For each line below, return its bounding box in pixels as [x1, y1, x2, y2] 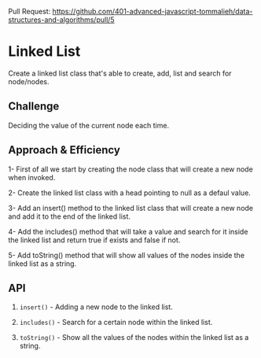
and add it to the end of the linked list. [8, 212, 131, 221]
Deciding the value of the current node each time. [8, 120, 170, 130]
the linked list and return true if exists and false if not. [8, 235, 181, 245]
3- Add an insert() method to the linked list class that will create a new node [8, 203, 254, 212]
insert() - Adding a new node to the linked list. [19, 302, 173, 312]
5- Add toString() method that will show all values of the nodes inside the [8, 250, 245, 260]
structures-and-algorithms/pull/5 [8, 15, 116, 24]
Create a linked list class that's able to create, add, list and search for [8, 68, 232, 78]
